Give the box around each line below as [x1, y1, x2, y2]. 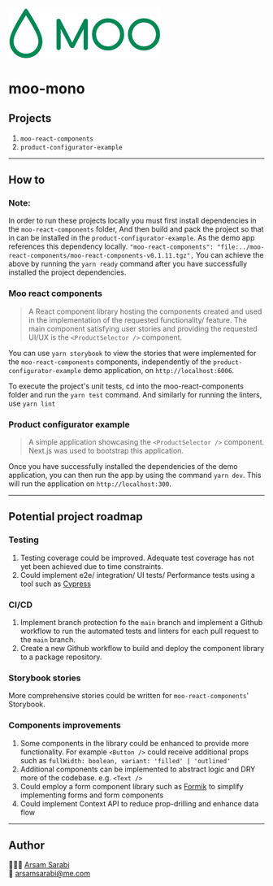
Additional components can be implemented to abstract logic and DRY [19, 764, 256, 774]
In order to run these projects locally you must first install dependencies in [8, 215, 258, 226]
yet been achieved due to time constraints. [19, 561, 164, 571]
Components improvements [8, 719, 122, 731]
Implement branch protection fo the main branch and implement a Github [19, 617, 263, 627]
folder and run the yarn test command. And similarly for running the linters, [8, 389, 262, 399]
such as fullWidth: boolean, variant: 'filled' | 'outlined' [19, 755, 231, 765]
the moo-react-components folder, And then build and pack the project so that [8, 224, 264, 234]
